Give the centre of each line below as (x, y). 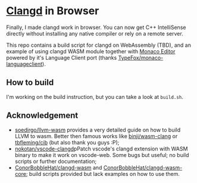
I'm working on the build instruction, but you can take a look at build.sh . (95, 97)
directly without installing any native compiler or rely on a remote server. (95, 33)
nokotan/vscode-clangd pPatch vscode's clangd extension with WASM (101, 149)
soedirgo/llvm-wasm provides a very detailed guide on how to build (98, 130)
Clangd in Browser (53, 11)
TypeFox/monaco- (141, 57)
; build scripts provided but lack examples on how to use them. (103, 174)
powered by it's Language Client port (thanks (62, 57)
